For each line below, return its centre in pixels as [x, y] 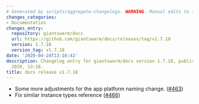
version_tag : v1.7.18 [38, 50]
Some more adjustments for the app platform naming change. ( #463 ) [99, 89]
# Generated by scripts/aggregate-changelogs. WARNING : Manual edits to [98, 12]
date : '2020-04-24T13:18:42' [42, 56]
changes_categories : [32, 17]
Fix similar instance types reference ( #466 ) [67, 95]
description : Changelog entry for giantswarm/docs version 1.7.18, [91, 61]
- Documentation [26, 22]
